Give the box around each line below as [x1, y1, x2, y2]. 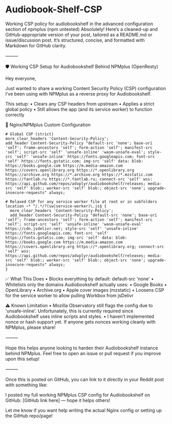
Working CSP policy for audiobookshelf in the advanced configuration [5, 21, 153, 27]
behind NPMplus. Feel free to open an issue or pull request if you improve [5, 350, 161, 356]
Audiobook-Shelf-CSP [5, 4, 103, 15]
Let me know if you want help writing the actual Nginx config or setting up [5, 407, 162, 413]
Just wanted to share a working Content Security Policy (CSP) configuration [5, 85, 166, 91]
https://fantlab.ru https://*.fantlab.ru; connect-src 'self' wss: [5, 176, 153, 182]
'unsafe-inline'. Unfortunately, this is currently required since [5, 308, 133, 314]
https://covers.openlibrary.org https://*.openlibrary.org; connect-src [5, 244, 164, 249]
